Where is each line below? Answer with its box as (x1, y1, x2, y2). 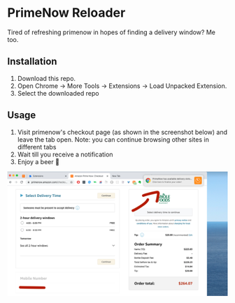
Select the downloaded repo (17, 89, 99, 97)
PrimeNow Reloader (7, 5, 126, 21)
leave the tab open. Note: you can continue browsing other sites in (17, 135, 210, 144)
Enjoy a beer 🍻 (17, 157, 59, 165)
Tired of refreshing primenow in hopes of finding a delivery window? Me (7, 28, 215, 36)
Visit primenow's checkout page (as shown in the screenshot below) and (17, 128, 227, 136)
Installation (7, 56, 57, 68)
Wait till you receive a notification (17, 150, 113, 158)
